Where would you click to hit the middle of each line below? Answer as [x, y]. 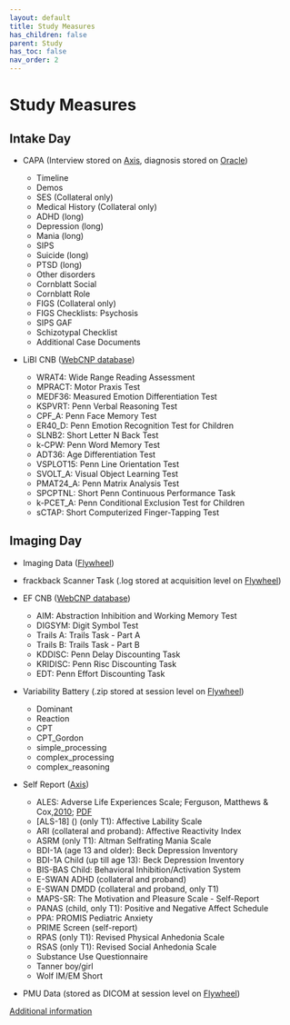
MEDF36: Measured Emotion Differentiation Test [127, 397]
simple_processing [71, 747]
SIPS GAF [54, 323]
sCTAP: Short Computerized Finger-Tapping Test [128, 512]
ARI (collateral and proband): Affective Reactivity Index [139, 831]
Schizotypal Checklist [77, 332]
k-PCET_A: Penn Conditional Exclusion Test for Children [140, 503]
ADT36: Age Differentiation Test [96, 454]
